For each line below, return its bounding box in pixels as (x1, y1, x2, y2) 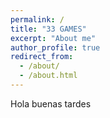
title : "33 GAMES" (10, 24, 87, 34)
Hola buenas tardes (10, 97, 92, 110)
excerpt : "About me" (10, 33, 97, 43)
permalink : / (10, 14, 65, 25)
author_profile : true (10, 42, 101, 53)
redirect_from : (10, 52, 74, 62)
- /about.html (19, 71, 78, 81)
